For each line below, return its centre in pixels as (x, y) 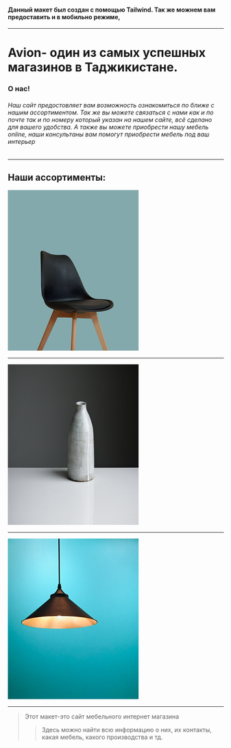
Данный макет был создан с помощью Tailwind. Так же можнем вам (112, 10)
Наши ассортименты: (57, 177)
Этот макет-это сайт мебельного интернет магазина (102, 716)
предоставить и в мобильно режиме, (64, 16)
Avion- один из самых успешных (107, 53)
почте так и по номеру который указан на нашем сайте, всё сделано (110, 119)
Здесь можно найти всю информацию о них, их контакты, (126, 730)
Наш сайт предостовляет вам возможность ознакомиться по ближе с (111, 105)
